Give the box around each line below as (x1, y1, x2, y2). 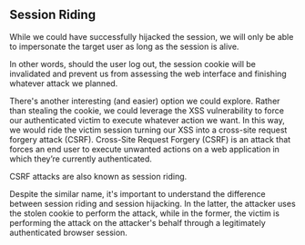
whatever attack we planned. (9, 77, 118, 89)
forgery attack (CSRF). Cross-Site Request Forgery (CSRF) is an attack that (9, 133, 291, 144)
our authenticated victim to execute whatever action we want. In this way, (9, 114, 285, 125)
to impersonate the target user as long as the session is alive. (9, 41, 239, 52)
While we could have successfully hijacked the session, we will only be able (9, 31, 294, 42)
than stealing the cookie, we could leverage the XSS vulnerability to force (9, 104, 285, 116)
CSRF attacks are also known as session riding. (9, 171, 188, 181)
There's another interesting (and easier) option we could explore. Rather (9, 95, 280, 106)
